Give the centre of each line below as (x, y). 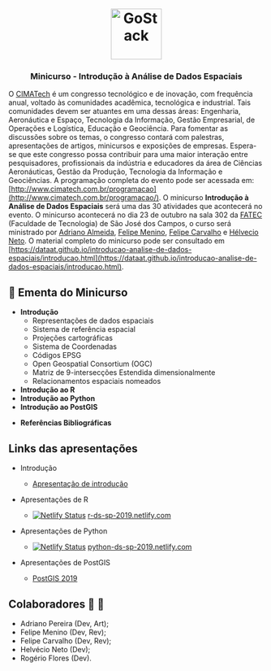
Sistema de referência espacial (84, 329)
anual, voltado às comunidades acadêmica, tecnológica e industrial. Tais (130, 102)
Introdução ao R (47, 390)
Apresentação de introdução (80, 484)
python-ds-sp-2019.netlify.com (140, 547)
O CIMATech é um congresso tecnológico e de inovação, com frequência (131, 94)
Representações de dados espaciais (93, 320)
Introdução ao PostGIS (59, 407)
